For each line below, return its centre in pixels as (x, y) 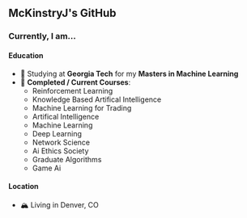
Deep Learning (57, 133)
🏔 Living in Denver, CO (60, 204)
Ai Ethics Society (60, 151)
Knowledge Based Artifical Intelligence (97, 99)
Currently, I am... (43, 36)
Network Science (61, 142)
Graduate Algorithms (67, 159)
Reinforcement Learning (72, 90)
